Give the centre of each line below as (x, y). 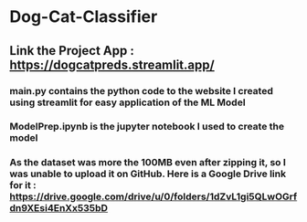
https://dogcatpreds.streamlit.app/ (112, 64)
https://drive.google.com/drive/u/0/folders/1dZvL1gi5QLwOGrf (153, 196)
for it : (23, 185)
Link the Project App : (72, 51)
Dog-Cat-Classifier (84, 17)
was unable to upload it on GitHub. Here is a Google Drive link (148, 174)
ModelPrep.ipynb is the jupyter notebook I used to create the (147, 127)
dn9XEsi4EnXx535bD (58, 208)
